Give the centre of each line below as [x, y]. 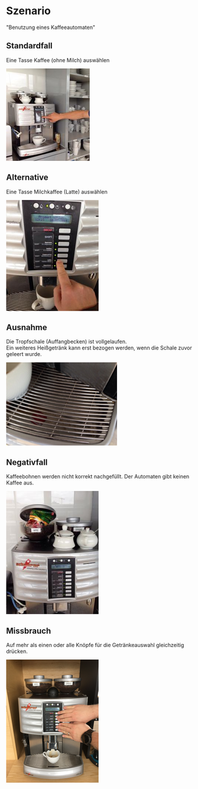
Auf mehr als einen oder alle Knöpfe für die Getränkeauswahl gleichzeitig [95, 645]
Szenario [29, 11]
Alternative [27, 178]
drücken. [17, 651]
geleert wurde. [24, 354]
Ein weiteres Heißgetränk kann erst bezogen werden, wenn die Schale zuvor [99, 348]
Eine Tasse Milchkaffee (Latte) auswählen [57, 192]
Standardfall [30, 46]
